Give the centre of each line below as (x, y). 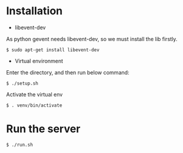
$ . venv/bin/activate (34, 105)
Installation (34, 11)
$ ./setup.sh (22, 83)
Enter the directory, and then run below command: (68, 72)
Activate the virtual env (34, 94)
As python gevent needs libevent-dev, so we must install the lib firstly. (92, 39)
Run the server (43, 129)
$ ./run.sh (20, 145)
